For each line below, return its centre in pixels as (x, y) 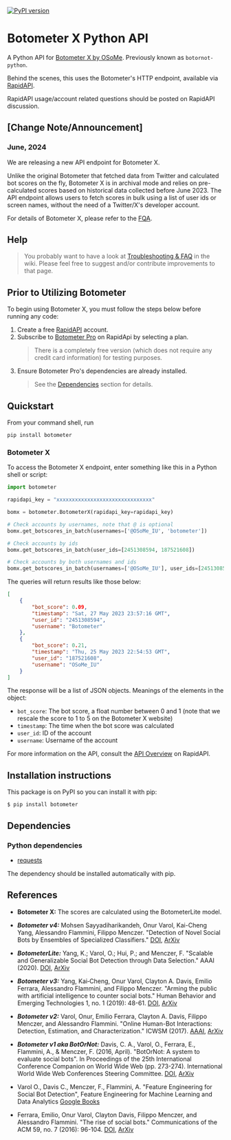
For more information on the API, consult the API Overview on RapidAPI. (109, 754)
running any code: (33, 316)
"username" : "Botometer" (67, 626)
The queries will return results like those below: (74, 582)
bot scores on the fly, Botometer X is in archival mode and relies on (102, 183)
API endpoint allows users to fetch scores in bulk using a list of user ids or (112, 197)
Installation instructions (59, 775)
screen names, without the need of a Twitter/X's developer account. (103, 205)
